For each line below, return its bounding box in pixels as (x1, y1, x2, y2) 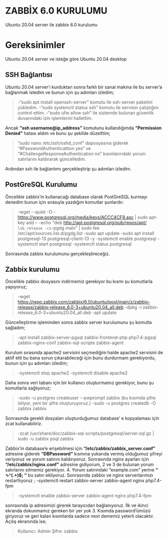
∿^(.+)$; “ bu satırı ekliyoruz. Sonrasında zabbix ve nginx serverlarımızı (5, 472, 153, 478)
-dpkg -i (124, 304, 142, 311)
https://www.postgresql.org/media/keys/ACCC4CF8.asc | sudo (17, 214, 148, 220)
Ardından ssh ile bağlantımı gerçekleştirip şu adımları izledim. (5, 166, 132, 172)
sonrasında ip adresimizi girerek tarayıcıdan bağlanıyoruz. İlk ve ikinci (5, 502, 149, 508)
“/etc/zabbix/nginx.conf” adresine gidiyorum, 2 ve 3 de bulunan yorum (5, 461, 154, 468)
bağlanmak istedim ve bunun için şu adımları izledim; (5, 89, 114, 95)
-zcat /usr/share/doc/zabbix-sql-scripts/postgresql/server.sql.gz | (17, 430, 154, 436)
